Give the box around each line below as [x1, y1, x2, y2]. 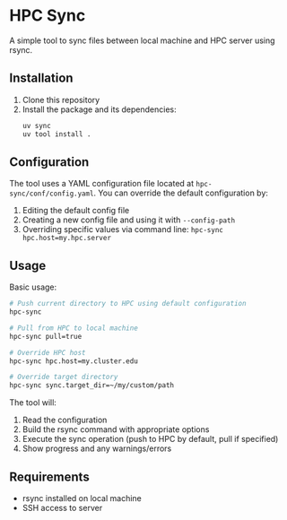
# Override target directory [9, 373, 118, 382]
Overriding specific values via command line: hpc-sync [22, 224, 224, 235]
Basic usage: [9, 282, 57, 292]
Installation [9, 71, 74, 86]
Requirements [9, 469, 90, 484]
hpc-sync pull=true [9, 332, 83, 341]
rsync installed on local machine [22, 492, 142, 503]
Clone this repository [22, 94, 100, 105]
